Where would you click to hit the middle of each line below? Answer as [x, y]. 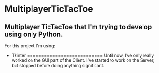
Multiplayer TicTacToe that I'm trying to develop [78, 27]
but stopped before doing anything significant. [58, 66]
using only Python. [34, 34]
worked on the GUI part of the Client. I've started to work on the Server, [83, 60]
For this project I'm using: [30, 46]
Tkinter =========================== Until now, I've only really [83, 55]
